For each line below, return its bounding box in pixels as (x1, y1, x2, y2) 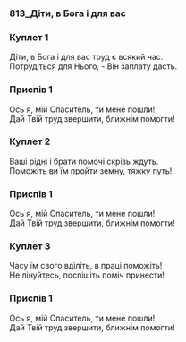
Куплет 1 (9, 30, 49, 43)
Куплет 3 (9, 240, 51, 252)
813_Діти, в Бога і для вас (9, 7, 127, 20)
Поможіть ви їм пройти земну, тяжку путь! (9, 165, 173, 176)
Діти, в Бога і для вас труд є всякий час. (9, 52, 164, 63)
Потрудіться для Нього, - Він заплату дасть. (9, 61, 178, 72)
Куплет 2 (9, 135, 51, 148)
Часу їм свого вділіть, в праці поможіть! (9, 261, 163, 271)
